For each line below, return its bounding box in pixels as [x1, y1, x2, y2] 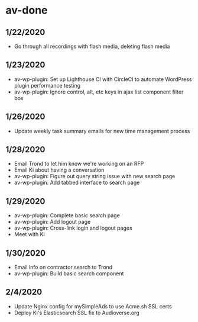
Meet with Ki [14, 231, 45, 238]
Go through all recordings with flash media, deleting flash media [14, 43, 170, 50]
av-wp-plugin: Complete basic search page [14, 212, 121, 219]
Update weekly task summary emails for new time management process [14, 127, 190, 134]
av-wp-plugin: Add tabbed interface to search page [14, 179, 140, 186]
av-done [5, 4, 48, 17]
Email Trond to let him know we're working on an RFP [14, 160, 144, 168]
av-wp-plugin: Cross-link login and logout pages [14, 224, 132, 231]
